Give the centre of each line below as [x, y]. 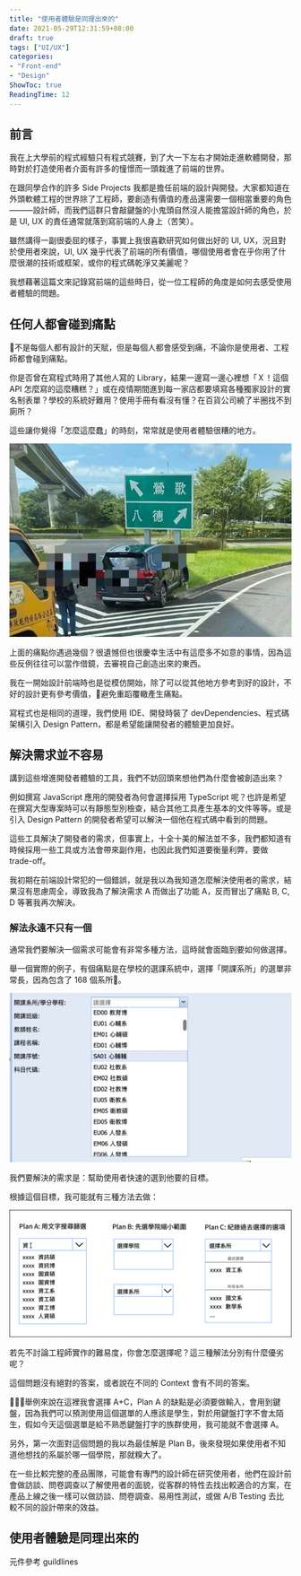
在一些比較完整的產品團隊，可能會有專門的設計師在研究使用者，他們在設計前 [150, 1473]
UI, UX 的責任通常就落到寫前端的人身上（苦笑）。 [109, 222]
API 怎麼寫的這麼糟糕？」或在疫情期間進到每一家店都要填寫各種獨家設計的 [146, 389]
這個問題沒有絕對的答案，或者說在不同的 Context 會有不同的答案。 [132, 1382]
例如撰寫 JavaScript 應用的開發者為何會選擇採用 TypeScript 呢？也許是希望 [148, 797]
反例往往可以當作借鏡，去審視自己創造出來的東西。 [111, 663]
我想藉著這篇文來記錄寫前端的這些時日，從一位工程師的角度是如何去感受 [142, 282]
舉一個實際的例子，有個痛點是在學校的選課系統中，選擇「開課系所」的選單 [146, 968]
